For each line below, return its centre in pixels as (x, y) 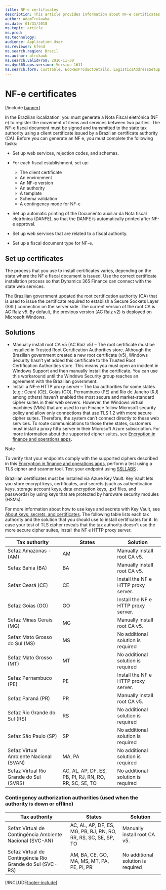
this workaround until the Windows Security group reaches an (75, 376)
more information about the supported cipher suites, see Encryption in (84, 434)
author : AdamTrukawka (27, 19)
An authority (32, 188)
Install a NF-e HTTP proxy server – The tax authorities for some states (83, 386)
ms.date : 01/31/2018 (26, 23)
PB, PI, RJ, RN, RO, (84, 777)
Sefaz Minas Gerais (30, 620)
